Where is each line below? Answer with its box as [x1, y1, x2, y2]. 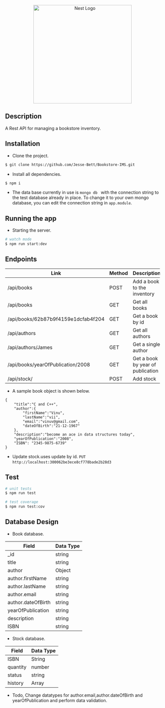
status [7, 672, 22, 678]
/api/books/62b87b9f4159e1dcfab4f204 [7, 315, 105, 322]
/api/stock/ [7, 375, 33, 382]
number [31, 663, 50, 670]
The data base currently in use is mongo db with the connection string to [12, 190, 159, 196]
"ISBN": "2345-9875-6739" [14, 440, 67, 445]
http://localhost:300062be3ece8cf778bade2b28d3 [12, 460, 111, 465]
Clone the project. [12, 153, 49, 159]
